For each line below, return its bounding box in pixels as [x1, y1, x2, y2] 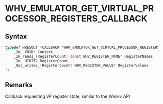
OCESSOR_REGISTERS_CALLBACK [5, 13, 147, 24]
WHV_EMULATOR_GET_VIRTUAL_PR [5, 3, 154, 14]
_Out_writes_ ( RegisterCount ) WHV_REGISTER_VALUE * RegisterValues [14, 63, 149, 68]
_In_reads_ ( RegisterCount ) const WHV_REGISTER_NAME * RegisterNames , [14, 54, 155, 59]
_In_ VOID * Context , [14, 49, 55, 54]
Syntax [5, 32, 27, 40]
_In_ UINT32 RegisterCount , [14, 58, 70, 63]
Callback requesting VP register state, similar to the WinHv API [5, 93, 130, 99]
